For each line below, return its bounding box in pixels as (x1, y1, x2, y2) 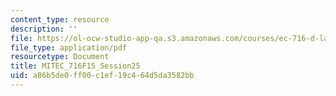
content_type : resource (10, 14, 110, 25)
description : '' (10, 24, 78, 34)
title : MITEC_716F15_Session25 (10, 61, 141, 71)
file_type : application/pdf (10, 42, 128, 53)
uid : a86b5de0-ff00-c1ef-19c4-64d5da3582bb (10, 71, 195, 81)
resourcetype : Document (10, 52, 110, 62)
